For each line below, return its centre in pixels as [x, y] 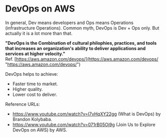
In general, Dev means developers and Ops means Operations [69, 23]
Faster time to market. [35, 84]
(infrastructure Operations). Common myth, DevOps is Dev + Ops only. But [82, 28]
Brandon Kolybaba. [32, 119]
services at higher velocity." [35, 54]
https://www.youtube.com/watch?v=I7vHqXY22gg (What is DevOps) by [87, 114]
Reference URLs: [23, 104]
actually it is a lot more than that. [39, 33]
